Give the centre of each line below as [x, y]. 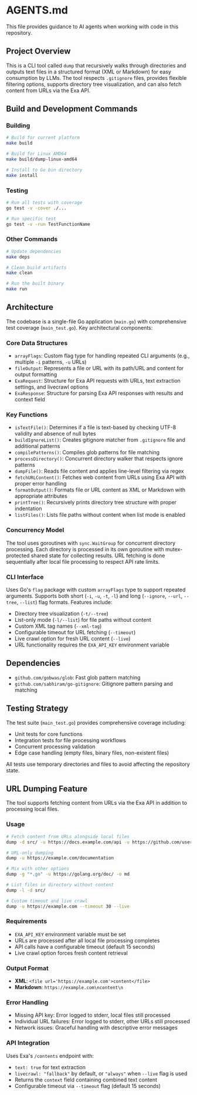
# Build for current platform [43, 138]
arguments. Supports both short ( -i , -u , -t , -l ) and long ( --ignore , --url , [94, 596]
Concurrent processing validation [55, 746]
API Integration [28, 1043]
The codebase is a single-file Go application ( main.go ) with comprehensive [96, 322]
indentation [28, 508]
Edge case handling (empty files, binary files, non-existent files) [92, 752]
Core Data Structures [37, 343]
